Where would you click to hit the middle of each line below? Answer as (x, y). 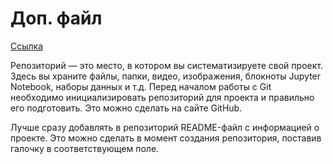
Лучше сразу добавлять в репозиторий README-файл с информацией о (165, 127)
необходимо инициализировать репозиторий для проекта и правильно (162, 97)
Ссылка (27, 46)
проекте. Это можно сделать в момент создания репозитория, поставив (166, 138)
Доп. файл (56, 18)
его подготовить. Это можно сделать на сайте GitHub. (126, 108)
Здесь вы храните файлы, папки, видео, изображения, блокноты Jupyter (166, 76)
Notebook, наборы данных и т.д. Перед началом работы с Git (141, 86)
